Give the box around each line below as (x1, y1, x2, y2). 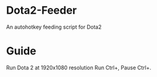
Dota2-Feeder (6, 4, 77, 17)
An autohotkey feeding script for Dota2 (6, 23, 102, 30)
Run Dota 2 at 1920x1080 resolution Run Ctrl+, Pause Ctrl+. (6, 64, 152, 71)
